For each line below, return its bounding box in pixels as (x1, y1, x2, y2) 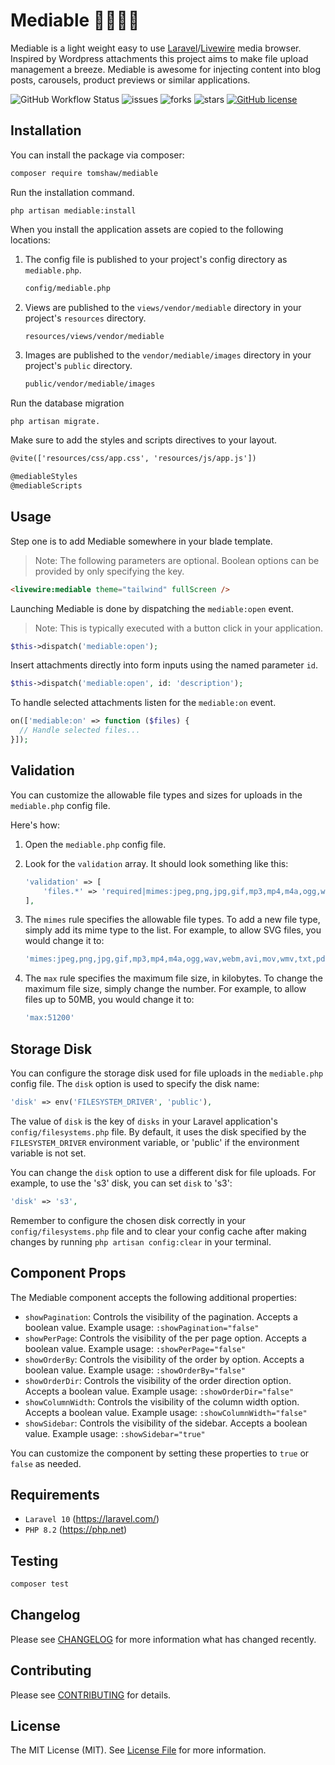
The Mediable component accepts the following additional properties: (10, 1291, 298, 1303)
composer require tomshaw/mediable (10, 168, 159, 178)
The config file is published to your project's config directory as (24, 253, 288, 265)
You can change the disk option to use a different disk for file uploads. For (10, 1166, 317, 1178)
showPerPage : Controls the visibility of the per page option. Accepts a (24, 1332, 307, 1344)
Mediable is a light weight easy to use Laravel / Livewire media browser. (10, 42, 302, 54)
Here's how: (10, 819, 60, 831)
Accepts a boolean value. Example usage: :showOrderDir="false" (24, 1385, 295, 1397)
